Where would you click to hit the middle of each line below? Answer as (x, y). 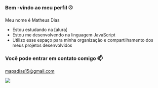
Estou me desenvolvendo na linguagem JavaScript (64, 35)
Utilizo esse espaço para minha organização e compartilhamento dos (83, 40)
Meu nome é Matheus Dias (33, 20)
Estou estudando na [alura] (40, 30)
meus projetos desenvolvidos (42, 45)
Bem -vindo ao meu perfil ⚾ (39, 7)
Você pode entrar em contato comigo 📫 (54, 59)
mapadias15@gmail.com (30, 71)
